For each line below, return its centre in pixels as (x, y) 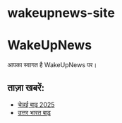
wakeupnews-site (61, 13)
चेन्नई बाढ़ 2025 (36, 105)
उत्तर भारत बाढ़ (34, 112)
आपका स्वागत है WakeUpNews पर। (52, 65)
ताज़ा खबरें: (26, 87)
